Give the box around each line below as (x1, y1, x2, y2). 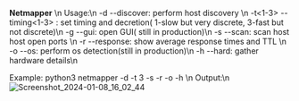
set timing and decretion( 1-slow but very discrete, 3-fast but (60, 17, 284, 28)
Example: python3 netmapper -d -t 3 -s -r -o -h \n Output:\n (9, 72, 230, 83)
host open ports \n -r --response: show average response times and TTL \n (9, 36, 287, 46)
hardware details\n (9, 55, 79, 65)
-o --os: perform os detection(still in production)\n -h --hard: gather (9, 46, 259, 56)
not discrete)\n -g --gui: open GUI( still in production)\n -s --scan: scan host (9, 27, 290, 37)
